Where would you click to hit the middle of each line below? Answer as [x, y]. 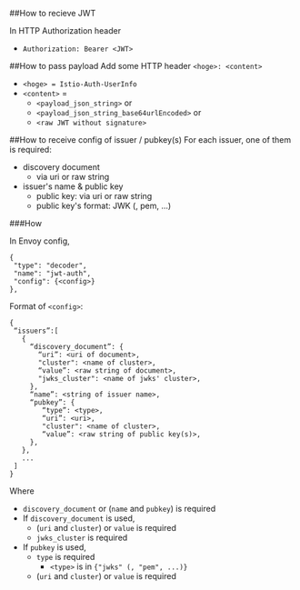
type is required [65, 557]
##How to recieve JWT [53, 13]
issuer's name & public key [73, 186]
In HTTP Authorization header [65, 30]
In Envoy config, [40, 241]
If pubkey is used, [54, 547]
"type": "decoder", [50, 265]
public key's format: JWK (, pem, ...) [104, 205]
